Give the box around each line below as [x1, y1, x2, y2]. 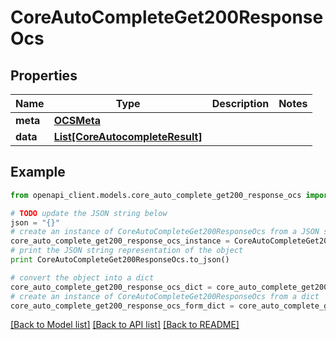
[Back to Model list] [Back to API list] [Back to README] [10, 319, 240, 331]
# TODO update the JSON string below [10, 208, 168, 218]
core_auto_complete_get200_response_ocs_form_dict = [10, 301, 235, 311]
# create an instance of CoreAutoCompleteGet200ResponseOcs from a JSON [10, 227, 320, 237]
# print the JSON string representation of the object [10, 246, 244, 256]
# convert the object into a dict [10, 272, 155, 283]
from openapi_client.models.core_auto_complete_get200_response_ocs [10, 190, 302, 200]
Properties [10, 67, 78, 84]
